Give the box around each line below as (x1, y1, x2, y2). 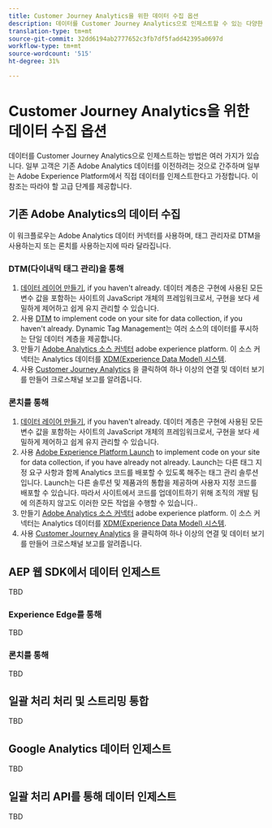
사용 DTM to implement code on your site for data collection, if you (19, 313, 244, 323)
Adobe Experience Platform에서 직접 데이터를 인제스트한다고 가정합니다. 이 (16, 171, 258, 181)
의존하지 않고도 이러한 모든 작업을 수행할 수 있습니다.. (28, 498, 198, 508)
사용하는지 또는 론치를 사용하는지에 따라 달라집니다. (8, 241, 171, 251)
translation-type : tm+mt (8, 27, 93, 35)
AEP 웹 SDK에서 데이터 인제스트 (8, 564, 161, 578)
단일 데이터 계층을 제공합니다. (28, 333, 123, 343)
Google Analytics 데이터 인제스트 (8, 742, 172, 756)
